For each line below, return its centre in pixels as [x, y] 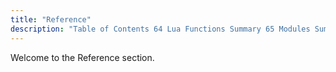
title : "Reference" [51, 19]
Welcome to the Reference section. [82, 57]
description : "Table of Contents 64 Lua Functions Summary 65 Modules [160, 29]
